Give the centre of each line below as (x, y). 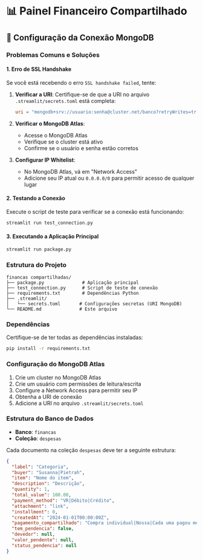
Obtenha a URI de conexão (49, 397)
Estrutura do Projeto (37, 265)
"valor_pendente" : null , (43, 540)
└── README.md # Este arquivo (62, 309)
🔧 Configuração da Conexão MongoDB (80, 37)
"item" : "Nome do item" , (43, 478)
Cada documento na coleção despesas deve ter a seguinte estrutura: (91, 450)
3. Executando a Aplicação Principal (53, 237)
